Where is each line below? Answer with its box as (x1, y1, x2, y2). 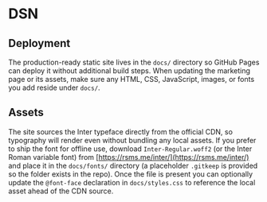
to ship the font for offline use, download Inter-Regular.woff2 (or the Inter (8, 144, 253, 153)
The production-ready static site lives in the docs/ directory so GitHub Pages (8, 57, 260, 67)
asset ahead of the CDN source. (8, 186, 114, 196)
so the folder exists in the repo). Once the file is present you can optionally (8, 169, 253, 179)
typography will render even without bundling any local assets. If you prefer (8, 135, 257, 145)
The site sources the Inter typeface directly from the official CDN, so (8, 126, 234, 136)
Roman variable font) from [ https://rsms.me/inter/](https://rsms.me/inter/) (8, 152, 249, 161)
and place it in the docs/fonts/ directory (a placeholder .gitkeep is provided (8, 161, 258, 170)
